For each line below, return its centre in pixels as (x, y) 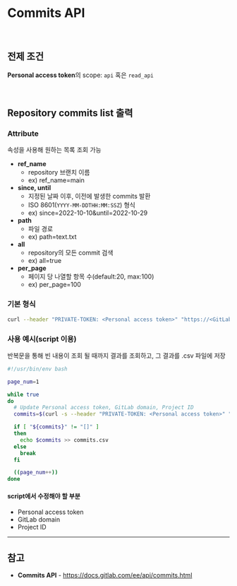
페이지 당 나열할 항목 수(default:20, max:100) (91, 276)
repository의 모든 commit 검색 (71, 253)
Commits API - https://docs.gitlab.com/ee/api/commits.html (105, 575)
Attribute (23, 134)
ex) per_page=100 (54, 285)
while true (23, 394)
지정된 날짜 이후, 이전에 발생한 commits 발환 (89, 197)
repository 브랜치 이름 (59, 172)
